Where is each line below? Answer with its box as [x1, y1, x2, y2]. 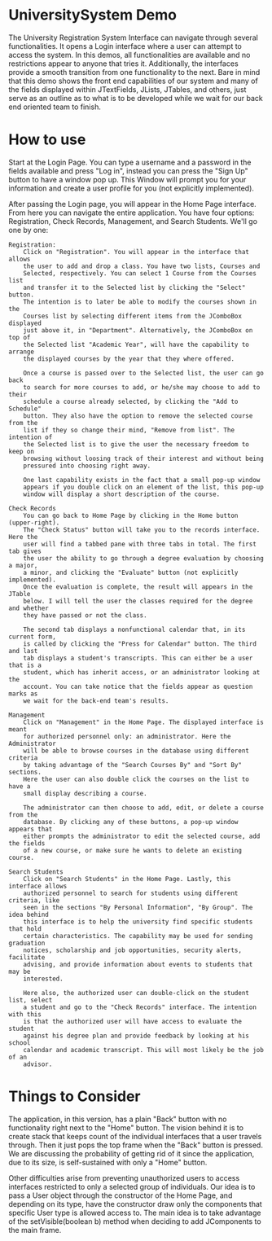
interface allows [8, 882, 68, 890]
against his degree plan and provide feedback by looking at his [23, 1032, 250, 1040]
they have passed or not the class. [23, 611, 148, 620]
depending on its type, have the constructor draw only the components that [8, 1199, 262, 1208]
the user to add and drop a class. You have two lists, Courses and [23, 262, 261, 270]
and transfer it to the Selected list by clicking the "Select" [23, 283, 246, 292]
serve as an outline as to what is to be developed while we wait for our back [8, 93, 263, 103]
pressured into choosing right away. [23, 462, 151, 470]
